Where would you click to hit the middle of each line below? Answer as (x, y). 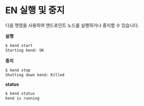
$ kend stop (18, 70)
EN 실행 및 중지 (35, 10)
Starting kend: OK (25, 50)
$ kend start (19, 45)
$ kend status (20, 94)
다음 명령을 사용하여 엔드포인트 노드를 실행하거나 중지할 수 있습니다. (72, 25)
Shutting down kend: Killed (35, 75)
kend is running (22, 98)
